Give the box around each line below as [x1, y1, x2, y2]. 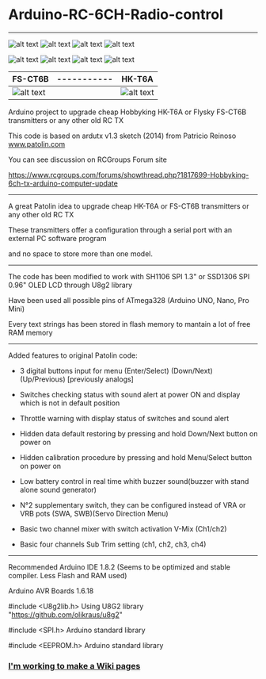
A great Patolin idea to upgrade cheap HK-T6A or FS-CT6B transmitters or [8, 201, 249, 211]
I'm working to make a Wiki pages [8, 660, 141, 671]
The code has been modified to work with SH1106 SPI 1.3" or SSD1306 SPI [8, 271, 250, 281]
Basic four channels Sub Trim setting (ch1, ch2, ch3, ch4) [19, 539, 207, 549]
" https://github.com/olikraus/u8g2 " [8, 609, 123, 620]
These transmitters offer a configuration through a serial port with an [8, 224, 233, 235]
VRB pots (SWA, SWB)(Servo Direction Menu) [19, 508, 169, 518]
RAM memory [8, 328, 53, 337]
